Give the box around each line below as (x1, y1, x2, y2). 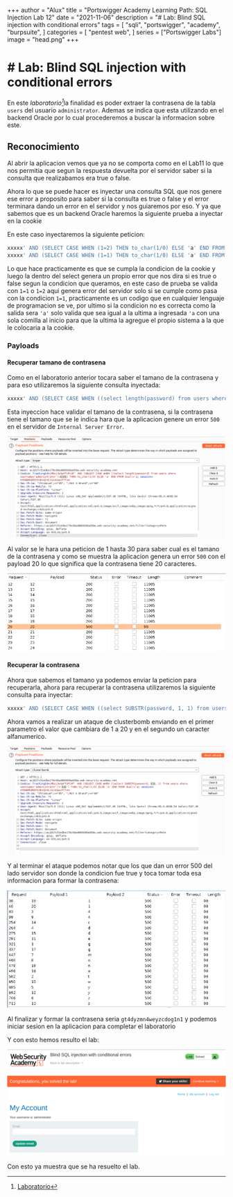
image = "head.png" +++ (7, 35, 79, 44)
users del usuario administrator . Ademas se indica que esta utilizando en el (7, 106, 224, 114)
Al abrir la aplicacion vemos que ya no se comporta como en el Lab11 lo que (7, 159, 224, 167)
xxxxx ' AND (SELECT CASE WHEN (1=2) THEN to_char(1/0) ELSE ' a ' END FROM (7, 244, 225, 252)
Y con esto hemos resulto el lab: (7, 1035, 99, 1044)
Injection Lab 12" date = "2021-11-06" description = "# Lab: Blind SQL (7, 13, 206, 22)
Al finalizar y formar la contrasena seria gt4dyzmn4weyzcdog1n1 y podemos (7, 1014, 217, 1023)
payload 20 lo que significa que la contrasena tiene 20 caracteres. (7, 560, 197, 568)
